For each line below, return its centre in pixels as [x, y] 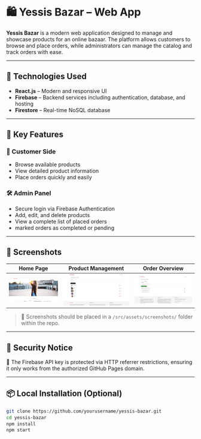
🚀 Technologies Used [46, 76]
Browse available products [48, 165]
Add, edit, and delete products [52, 215]
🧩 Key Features [35, 135]
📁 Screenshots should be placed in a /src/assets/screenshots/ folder [107, 317]
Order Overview [163, 269]
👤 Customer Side [31, 152]
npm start [19, 430]
